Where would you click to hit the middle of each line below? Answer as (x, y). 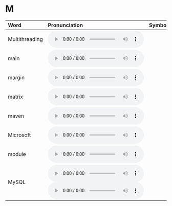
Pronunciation (66, 25)
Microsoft (19, 135)
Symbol (158, 25)
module (17, 154)
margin (16, 77)
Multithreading (25, 39)
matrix (16, 97)
